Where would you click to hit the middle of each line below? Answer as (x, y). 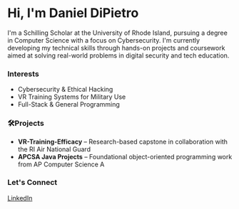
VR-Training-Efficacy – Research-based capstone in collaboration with (123, 141)
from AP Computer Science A (61, 164)
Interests (23, 74)
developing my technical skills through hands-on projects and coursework (116, 48)
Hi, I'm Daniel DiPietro (73, 13)
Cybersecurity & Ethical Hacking (65, 90)
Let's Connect (32, 183)
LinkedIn (20, 198)
